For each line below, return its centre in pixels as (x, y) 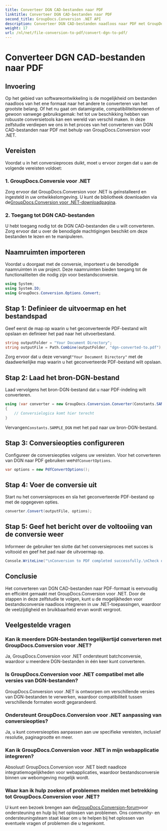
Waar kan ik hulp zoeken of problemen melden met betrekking (82, 791)
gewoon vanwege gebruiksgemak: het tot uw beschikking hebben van (77, 114)
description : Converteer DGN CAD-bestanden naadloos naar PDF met (75, 24)
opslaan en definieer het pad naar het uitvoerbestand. (60, 333)
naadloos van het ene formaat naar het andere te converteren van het (76, 103)
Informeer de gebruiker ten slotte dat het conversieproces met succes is (79, 546)
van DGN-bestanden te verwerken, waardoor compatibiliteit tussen (74, 697)
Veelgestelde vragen (38, 625)
